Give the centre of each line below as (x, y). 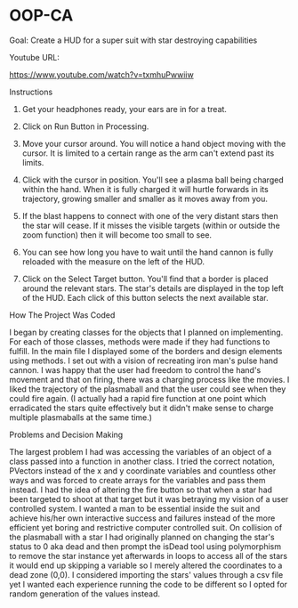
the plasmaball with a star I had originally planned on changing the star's (142, 537)
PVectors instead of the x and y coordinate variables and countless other (143, 470)
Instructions (31, 92)
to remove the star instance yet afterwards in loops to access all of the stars (148, 555)
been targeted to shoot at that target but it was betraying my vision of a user (149, 499)
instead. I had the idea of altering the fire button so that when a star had (141, 490)
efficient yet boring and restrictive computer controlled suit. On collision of (146, 527)
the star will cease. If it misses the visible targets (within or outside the (151, 225)
